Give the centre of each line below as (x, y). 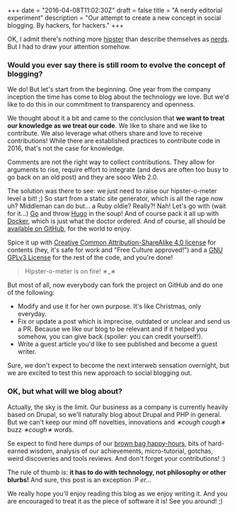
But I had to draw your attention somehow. (69, 47)
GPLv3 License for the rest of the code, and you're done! (90, 258)
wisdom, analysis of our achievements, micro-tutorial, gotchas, (121, 451)
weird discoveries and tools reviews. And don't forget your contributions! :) (116, 458)
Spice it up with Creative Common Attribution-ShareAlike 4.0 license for (112, 243)
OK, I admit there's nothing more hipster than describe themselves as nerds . (118, 39)
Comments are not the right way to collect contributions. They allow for (111, 162)
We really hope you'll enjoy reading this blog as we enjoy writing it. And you (117, 494)
